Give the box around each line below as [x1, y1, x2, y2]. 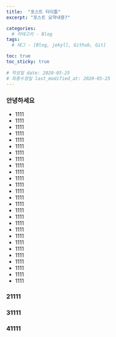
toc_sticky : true [6, 58, 50, 65]
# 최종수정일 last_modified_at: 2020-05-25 [6, 75, 111, 81]
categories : [6, 25, 36, 31]
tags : [6, 37, 20, 43]
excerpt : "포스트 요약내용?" [6, 14, 70, 20]
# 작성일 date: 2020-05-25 [6, 70, 70, 76]
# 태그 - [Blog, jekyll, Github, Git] [11, 42, 106, 48]
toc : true [6, 53, 31, 59]
